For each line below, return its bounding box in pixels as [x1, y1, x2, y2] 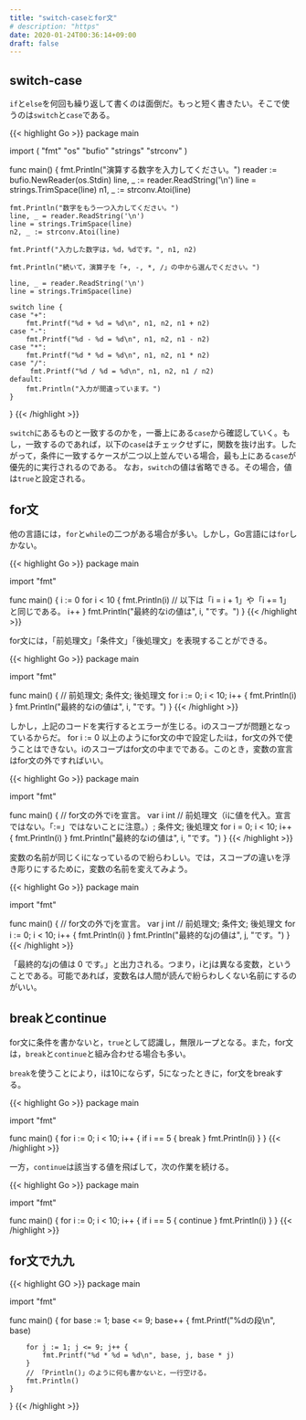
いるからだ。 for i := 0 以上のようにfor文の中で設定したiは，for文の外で [16, 731, 285, 742]
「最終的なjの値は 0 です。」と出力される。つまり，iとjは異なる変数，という [9, 958, 292, 969]
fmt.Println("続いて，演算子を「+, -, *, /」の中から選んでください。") [9, 263, 260, 272]
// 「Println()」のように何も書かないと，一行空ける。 [26, 1368, 211, 1377]
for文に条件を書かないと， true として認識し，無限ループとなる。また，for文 [9, 1036, 294, 1047]
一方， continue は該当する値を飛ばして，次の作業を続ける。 [9, 1161, 234, 1172]
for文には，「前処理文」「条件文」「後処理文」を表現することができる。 [9, 635, 272, 646]
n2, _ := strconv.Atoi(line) [9, 227, 121, 237]
